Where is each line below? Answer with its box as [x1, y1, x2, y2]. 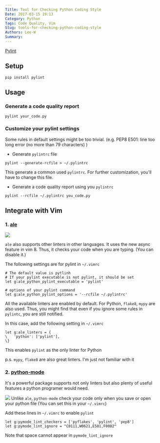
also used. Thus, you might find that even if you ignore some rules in [5, 306, 143, 312]
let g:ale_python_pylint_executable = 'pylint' [5, 279, 104, 284]
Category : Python [5, 16, 40, 21]
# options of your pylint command [5, 288, 76, 293]
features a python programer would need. [5, 385, 89, 391]
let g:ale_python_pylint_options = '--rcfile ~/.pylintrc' [5, 292, 128, 297]
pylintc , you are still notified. [5, 311, 64, 317]
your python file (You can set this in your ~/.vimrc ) [5, 400, 107, 406]
